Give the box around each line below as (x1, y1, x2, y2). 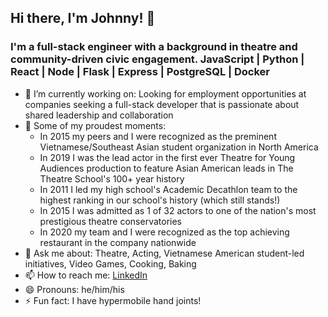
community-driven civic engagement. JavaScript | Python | (10, 52, 305, 66)
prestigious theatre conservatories (39, 215, 182, 227)
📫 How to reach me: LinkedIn (24, 269, 148, 281)
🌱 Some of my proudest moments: (24, 119, 167, 131)
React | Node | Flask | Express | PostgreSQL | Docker (10, 65, 271, 79)
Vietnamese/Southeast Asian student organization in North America (39, 141, 319, 153)
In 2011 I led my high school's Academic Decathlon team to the (39, 183, 298, 195)
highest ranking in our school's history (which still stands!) (39, 194, 281, 206)
